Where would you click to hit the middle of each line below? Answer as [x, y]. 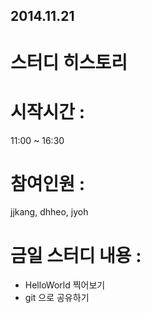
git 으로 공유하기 [57, 298]
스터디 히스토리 [69, 62]
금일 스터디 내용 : [76, 255]
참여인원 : [48, 183]
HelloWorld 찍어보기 [65, 285]
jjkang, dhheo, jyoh [49, 212]
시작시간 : [48, 111]
